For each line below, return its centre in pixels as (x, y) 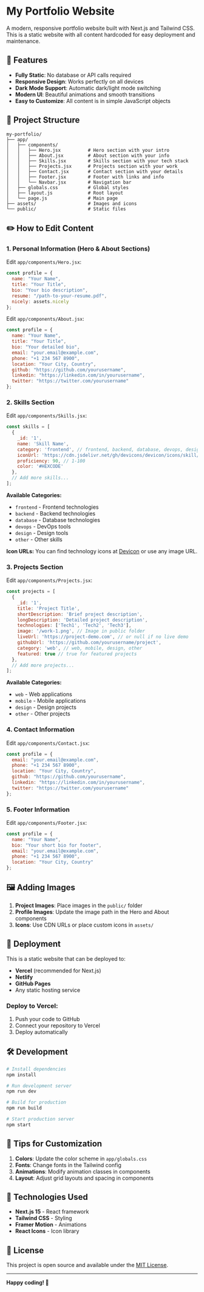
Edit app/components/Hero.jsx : (44, 262)
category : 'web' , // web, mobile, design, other (80, 648)
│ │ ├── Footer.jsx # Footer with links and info (85, 177)
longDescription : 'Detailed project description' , (83, 620)
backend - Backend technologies (55, 513)
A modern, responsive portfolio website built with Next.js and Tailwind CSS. (101, 28)
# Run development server (39, 1086)
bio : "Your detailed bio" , (46, 347)
